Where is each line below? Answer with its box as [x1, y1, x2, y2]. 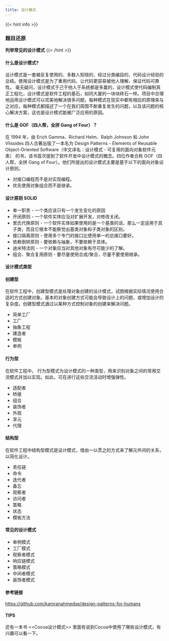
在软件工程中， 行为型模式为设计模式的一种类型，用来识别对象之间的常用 [5, 368, 156, 374]
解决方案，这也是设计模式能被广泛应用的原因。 [9, 109, 107, 116]
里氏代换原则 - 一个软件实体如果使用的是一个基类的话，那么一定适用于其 [12, 220, 163, 226]
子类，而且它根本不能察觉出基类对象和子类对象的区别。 [12, 226, 127, 232]
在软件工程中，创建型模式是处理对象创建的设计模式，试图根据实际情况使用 [5, 288, 159, 295]
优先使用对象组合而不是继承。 [12, 182, 74, 189]
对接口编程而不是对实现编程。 [12, 176, 74, 182]
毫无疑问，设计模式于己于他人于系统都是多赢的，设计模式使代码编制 [15, 84, 156, 91]
